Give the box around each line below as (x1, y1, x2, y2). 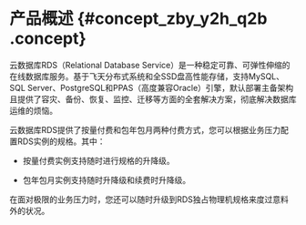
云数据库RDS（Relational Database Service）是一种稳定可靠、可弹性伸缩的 (9, 59, 291, 70)
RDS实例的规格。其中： (16, 136, 107, 147)
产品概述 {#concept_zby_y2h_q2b (9, 8, 268, 29)
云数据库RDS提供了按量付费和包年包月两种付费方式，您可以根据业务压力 (9, 124, 281, 135)
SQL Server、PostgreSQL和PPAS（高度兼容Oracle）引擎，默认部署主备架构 (9, 82, 294, 93)
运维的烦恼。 (9, 105, 57, 116)
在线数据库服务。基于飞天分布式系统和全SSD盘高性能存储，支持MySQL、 (9, 70, 285, 82)
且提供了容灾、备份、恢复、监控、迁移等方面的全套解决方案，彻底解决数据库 (9, 93, 297, 105)
